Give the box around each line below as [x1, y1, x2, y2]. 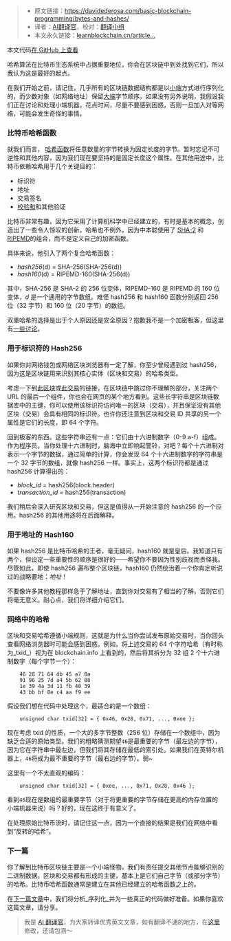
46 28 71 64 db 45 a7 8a [19, 671, 91, 678]
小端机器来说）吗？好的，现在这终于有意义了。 [7, 804, 140, 812]
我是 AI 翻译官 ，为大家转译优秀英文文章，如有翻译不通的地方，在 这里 [23, 918, 221, 927]
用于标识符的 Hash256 [7, 344, 82, 353]
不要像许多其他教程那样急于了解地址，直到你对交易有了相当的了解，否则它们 [7, 587, 224, 595]
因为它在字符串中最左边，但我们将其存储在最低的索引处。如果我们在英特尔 [7, 746, 218, 754]
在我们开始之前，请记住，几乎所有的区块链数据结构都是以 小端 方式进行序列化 [7, 84, 224, 91]
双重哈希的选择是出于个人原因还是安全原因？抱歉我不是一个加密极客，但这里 [7, 316, 224, 324]
